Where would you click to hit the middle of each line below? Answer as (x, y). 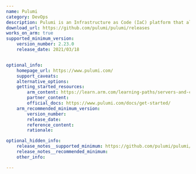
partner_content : (48, 98)
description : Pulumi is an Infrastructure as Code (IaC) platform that (95, 22)
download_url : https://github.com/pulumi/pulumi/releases (78, 28)
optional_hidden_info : (34, 141)
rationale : (40, 130)
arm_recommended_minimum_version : (58, 109)
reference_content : (51, 125)
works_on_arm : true (30, 33)
